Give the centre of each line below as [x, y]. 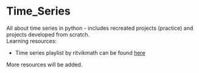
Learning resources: [31, 41]
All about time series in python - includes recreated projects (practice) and [100, 28]
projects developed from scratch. [48, 34]
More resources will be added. [44, 64]
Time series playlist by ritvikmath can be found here [80, 52]
